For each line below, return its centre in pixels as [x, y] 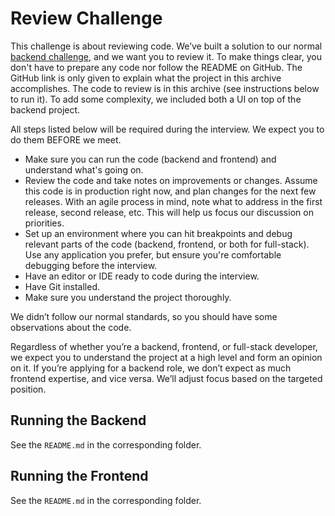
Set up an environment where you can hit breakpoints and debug [158, 233]
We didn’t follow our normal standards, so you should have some [144, 316]
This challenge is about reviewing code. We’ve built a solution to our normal [166, 46]
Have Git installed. [62, 286]
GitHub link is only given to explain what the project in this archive [146, 78]
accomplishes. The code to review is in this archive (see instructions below [165, 88]
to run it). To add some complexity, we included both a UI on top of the [156, 99]
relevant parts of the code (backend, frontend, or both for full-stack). [167, 244]
